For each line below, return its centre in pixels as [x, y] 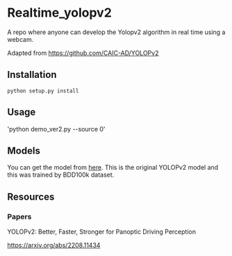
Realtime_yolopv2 [60, 13]
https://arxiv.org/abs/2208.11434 [54, 246]
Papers [19, 216]
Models [24, 151]
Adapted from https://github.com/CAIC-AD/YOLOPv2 [83, 53]
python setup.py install [43, 91]
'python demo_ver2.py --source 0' [56, 129]
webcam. [20, 39]
